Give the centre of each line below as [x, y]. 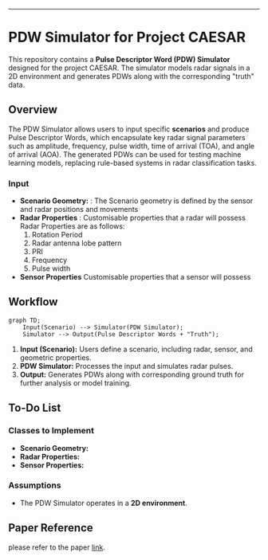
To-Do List [35, 408]
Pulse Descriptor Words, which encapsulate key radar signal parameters [127, 137]
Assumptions [35, 485]
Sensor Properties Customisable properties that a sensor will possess [135, 277]
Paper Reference [51, 528]
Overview [33, 110]
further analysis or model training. [75, 382]
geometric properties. [55, 357]
